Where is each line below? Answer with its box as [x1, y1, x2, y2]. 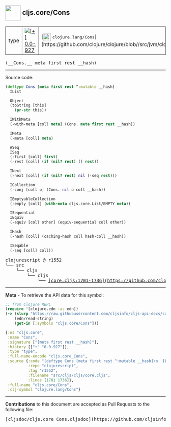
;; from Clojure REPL [5, 302, 51, 307]
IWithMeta [10, 117, 31, 122]
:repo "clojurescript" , [27, 364, 79, 369]
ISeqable [10, 243, 28, 248]
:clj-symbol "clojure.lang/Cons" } [7, 387, 81, 392]
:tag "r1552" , [27, 368, 58, 373]
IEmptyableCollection [10, 196, 56, 201]
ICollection [10, 182, 36, 187]
